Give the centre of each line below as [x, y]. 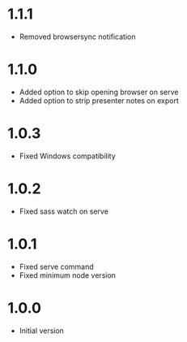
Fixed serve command [56, 266]
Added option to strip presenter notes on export [99, 100]
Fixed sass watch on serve [64, 211]
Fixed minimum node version [68, 275]
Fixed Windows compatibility [68, 156]
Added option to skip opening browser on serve [99, 92]
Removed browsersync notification [77, 37]
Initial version [41, 331]
